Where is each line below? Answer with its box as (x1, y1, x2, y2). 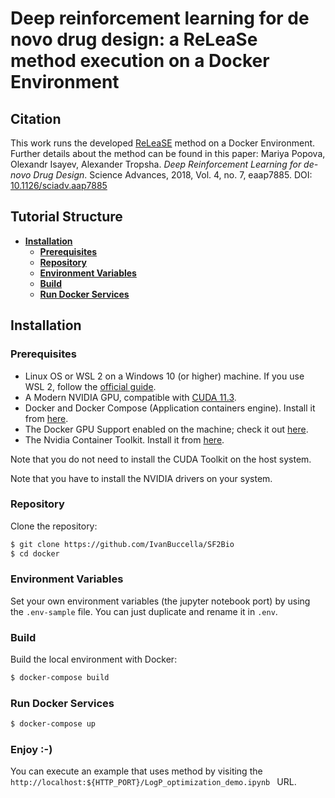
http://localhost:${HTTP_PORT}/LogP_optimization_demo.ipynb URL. (10, 776, 297, 788)
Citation (10, 110, 62, 127)
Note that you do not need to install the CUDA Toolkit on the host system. (10, 453, 312, 465)
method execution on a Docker (10, 50, 270, 72)
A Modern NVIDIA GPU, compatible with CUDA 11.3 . (24, 391, 237, 403)
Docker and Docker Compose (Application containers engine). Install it (24, 402, 316, 414)
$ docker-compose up (10, 719, 97, 729)
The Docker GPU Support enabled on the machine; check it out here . (24, 423, 309, 435)
